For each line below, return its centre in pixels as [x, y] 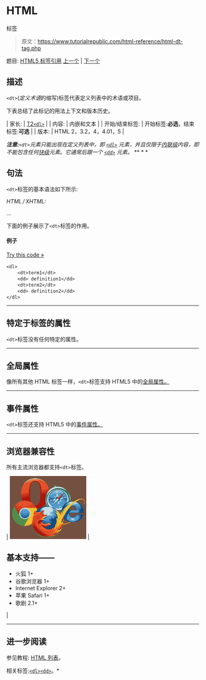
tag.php [31, 48]
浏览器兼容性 [31, 451]
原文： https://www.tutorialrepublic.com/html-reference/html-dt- [102, 41]
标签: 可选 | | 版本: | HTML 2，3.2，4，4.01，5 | [65, 131]
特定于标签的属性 [39, 324]
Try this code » [25, 255]
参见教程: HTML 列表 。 [35, 657]
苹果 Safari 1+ [32, 595]
